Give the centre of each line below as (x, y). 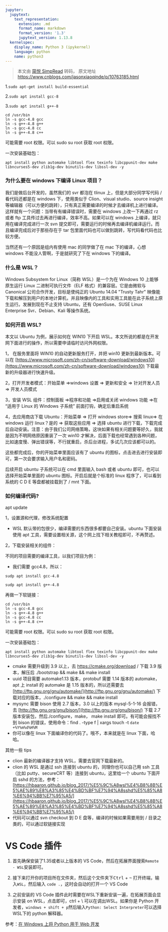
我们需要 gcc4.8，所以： (38, 566)
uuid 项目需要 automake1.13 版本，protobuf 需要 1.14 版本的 (73, 679)
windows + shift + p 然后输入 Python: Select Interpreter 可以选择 (93, 907)
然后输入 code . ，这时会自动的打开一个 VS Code (78, 884)
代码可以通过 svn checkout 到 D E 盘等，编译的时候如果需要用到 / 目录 (85, 817)
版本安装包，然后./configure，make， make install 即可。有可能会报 (82, 716)
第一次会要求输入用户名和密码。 (47, 459)
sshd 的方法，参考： (39, 779)
